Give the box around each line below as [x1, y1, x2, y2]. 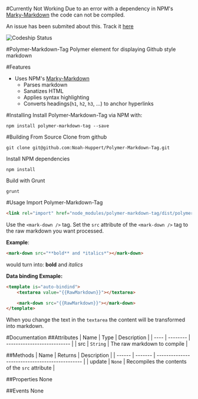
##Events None [6, 387, 44, 394]
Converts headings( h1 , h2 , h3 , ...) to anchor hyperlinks [23, 100, 154, 107]
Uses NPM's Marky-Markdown [14, 75, 90, 82]
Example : [6, 239, 29, 246]
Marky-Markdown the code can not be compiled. [6, 11, 126, 18]
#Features [6, 63, 31, 70]
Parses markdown [23, 81, 68, 88]
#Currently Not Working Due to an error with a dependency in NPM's [6, 5, 174, 12]
